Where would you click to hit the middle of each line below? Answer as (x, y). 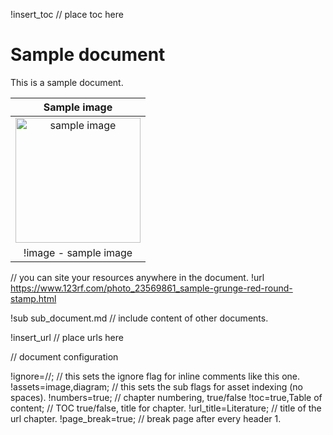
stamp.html (33, 298)
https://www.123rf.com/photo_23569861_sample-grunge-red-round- (151, 288)
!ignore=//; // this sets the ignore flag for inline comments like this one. (155, 376)
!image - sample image (78, 252)
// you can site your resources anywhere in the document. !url (137, 277)
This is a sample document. (67, 82)
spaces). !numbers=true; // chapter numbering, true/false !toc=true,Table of (166, 397)
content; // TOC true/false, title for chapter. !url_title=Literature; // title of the (166, 408)
